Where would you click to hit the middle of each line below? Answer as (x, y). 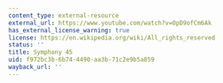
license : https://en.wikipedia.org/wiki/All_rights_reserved (112, 38)
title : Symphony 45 (41, 52)
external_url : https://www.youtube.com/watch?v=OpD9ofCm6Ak (110, 23)
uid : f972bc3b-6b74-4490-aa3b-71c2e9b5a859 (82, 60)
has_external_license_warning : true (69, 30)
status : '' (26, 45)
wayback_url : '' (35, 67)
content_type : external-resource (64, 15)
